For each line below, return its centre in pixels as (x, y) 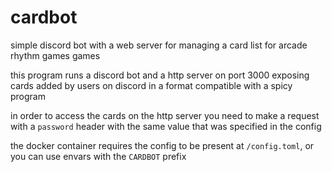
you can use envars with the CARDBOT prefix (98, 156)
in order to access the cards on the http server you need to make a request (165, 115)
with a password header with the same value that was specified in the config (166, 126)
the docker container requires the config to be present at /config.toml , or (162, 145)
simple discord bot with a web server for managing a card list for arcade (159, 45)
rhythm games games (55, 55)
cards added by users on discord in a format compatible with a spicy (151, 85)
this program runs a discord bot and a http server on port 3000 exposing (160, 75)
